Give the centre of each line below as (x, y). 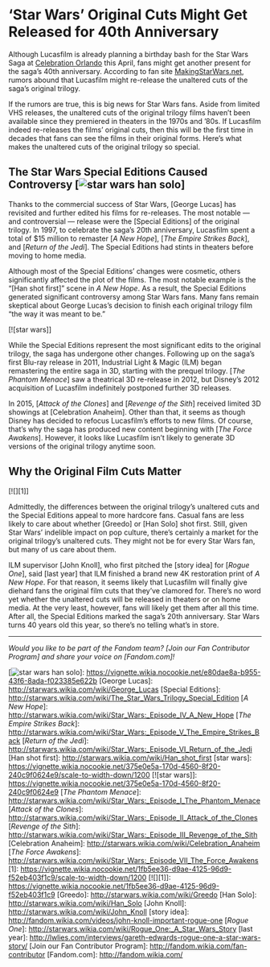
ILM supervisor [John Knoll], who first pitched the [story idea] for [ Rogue (129, 564)
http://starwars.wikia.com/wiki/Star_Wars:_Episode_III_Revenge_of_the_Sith (133, 834)
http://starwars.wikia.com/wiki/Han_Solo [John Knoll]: (97, 903)
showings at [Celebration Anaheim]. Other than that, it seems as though (127, 411)
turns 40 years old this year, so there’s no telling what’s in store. (114, 625)
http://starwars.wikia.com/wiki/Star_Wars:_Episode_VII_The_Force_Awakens (133, 860)
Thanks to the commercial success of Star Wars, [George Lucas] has (123, 204)
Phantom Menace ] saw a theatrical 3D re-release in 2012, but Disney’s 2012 (134, 379)
